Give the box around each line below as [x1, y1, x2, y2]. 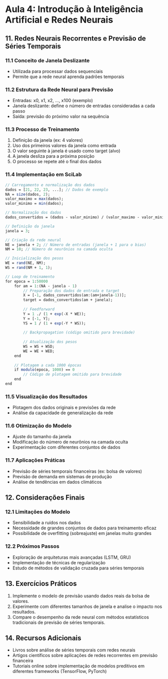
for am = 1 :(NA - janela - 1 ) [14, 283, 77, 288]
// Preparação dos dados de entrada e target [23, 288, 120, 293]
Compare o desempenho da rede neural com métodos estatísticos [12, 614, 149, 620]
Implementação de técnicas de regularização [12, 559, 106, 565]
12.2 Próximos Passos [5, 543, 59, 550]
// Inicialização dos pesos [5, 256, 64, 261]
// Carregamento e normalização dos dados [5, 182, 95, 187]
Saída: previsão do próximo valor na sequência [12, 114, 109, 120]
